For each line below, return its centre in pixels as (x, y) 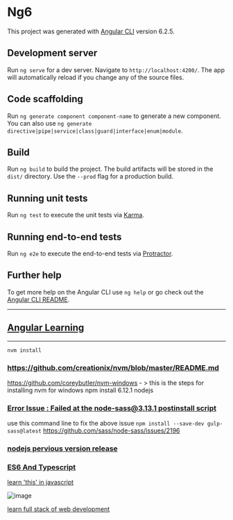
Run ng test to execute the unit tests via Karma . (76, 215)
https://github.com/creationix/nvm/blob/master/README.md (113, 367)
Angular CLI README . (38, 299)
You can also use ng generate (50, 123)
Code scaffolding (45, 99)
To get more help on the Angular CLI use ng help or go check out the (105, 292)
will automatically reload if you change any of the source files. (96, 77)
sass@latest (24, 431)
